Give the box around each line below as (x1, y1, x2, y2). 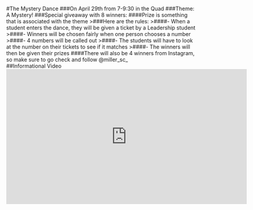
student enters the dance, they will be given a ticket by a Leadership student (6, 24, 196, 31)
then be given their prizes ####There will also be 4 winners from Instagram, (6, 50, 195, 56)
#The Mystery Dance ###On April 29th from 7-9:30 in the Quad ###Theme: (6, 5, 195, 12)
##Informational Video (6, 62, 62, 70)
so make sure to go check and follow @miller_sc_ (6, 56, 128, 63)
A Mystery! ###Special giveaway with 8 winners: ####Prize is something (6, 11, 188, 19)
